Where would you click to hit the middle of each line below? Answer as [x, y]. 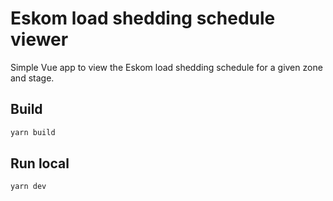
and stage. [32, 78]
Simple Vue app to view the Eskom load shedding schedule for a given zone [166, 67]
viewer [39, 39]
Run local [40, 163]
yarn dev [28, 187]
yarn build [33, 132]
